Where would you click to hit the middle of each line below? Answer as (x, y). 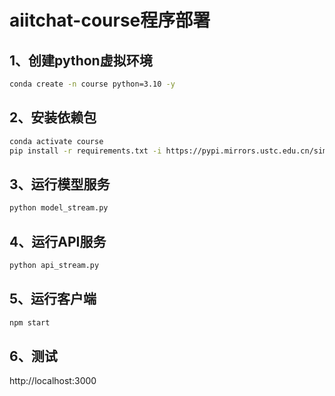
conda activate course (56, 141)
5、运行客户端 (53, 299)
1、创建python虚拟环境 (81, 60)
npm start (30, 322)
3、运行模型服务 (60, 184)
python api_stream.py (54, 265)
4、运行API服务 (58, 241)
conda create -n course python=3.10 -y (92, 84)
